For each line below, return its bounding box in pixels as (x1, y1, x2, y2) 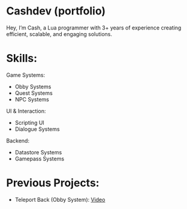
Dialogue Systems (14, 125, 60, 133)
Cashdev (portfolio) (6, 4, 106, 18)
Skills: (6, 52, 38, 65)
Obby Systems (14, 83, 52, 90)
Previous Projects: (6, 176, 100, 190)
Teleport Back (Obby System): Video (14, 196, 105, 203)
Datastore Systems (14, 148, 62, 156)
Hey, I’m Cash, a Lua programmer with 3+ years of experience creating (6, 24, 182, 31)
